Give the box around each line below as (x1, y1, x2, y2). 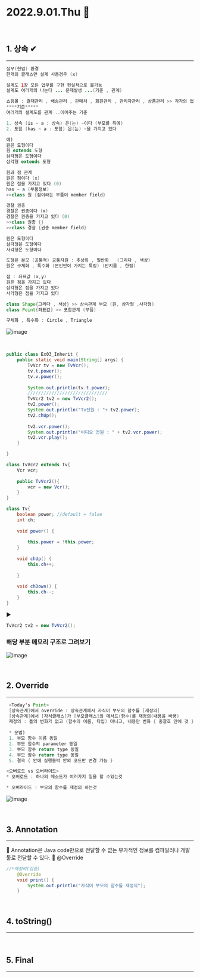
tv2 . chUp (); (27, 412, 58, 419)
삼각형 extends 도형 (6, 159, 51, 165)
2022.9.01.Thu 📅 (6, 5, 90, 19)
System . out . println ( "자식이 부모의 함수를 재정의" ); (27, 882, 146, 888)
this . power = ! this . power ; (27, 539, 95, 545)
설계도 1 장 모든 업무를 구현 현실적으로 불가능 (6, 82, 102, 88)
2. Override (6, 681, 49, 691)
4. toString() (6, 916, 52, 926)
